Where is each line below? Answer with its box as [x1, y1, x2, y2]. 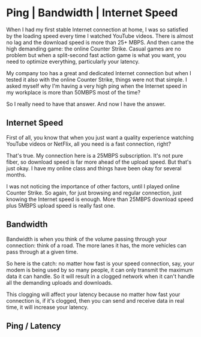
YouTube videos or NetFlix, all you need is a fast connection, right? [6, 140, 171, 147]
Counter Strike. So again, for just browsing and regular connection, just [6, 189, 182, 196]
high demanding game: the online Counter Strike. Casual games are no [6, 45, 181, 52]
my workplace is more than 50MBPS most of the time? [6, 88, 141, 96]
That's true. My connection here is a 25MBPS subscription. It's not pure [6, 152, 184, 159]
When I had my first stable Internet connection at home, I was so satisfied [6, 26, 188, 33]
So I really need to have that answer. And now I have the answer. [6, 100, 166, 108]
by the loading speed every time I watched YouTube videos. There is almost [6, 32, 194, 39]
